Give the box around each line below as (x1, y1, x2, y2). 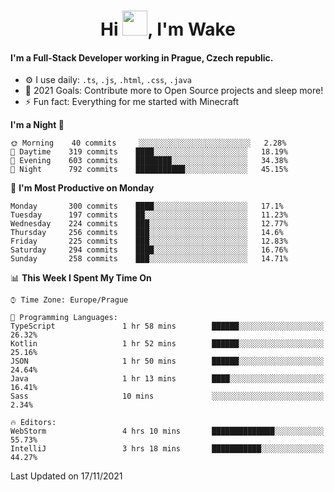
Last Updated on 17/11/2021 (10, 470, 123, 482)
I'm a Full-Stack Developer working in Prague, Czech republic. (10, 51, 274, 64)
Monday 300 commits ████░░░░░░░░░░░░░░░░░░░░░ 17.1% (10, 201, 284, 212)
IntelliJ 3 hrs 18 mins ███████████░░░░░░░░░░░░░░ (10, 444, 325, 454)
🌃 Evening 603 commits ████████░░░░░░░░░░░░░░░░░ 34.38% (10, 156, 288, 166)
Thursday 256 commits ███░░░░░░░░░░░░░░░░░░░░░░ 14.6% (10, 228, 284, 238)
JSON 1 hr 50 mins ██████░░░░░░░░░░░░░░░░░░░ (10, 356, 325, 367)
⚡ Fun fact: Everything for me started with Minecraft (24, 96, 240, 108)
